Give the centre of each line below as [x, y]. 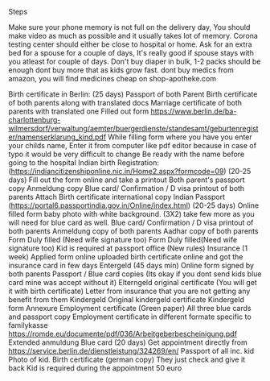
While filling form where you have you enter [180, 137]
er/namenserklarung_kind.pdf [57, 137]
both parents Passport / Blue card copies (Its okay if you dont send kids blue [135, 274]
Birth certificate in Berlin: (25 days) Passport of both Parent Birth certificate [133, 94]
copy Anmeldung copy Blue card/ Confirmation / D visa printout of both [127, 188]
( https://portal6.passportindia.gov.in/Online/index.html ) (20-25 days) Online [134, 205]
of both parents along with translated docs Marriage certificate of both [125, 103]
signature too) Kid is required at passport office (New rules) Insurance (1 [128, 248]
